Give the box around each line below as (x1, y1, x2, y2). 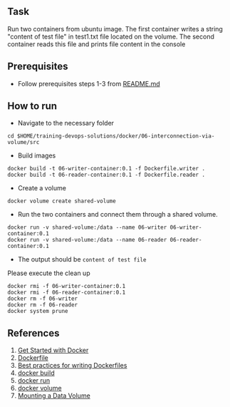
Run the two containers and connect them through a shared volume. (17, 210, 219, 219)
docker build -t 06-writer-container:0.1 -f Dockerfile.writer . (7, 165, 205, 172)
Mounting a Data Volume (17, 391, 90, 400)
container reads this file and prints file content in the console (7, 39, 186, 48)
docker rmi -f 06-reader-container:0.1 (7, 289, 126, 297)
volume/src (7, 139, 40, 146)
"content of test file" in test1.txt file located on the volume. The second (7, 32, 215, 41)
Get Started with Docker (17, 346, 89, 355)
